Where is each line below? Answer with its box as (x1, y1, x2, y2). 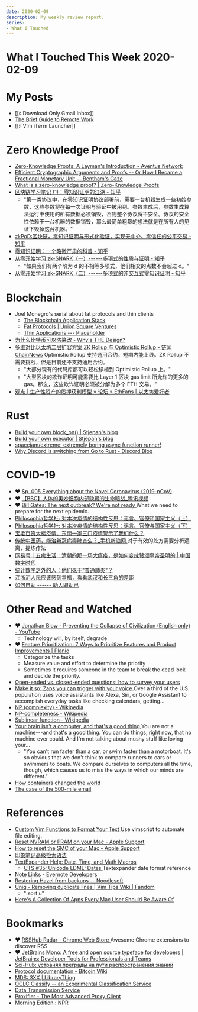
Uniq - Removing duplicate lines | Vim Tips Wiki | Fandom (14, 884, 155, 890)
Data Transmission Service (14, 986, 80, 994)
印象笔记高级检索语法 (14, 852, 67, 858)
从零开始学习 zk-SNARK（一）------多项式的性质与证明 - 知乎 (14, 255, 165, 262)
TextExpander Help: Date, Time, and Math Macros (14, 858, 137, 865)
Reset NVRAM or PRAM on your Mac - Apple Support (14, 838, 145, 845)
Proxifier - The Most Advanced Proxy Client (14, 992, 121, 1000)
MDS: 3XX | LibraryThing (14, 974, 76, 981)
